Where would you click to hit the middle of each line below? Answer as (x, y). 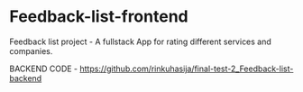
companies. (31, 51)
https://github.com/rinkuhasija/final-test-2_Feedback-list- (187, 69)
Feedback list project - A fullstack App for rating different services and (141, 41)
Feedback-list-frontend (99, 17)
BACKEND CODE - (44, 69)
